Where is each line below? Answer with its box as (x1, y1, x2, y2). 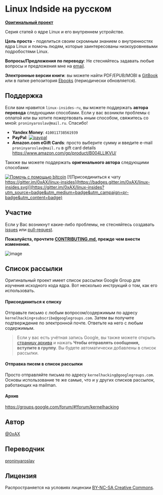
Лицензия (5, 472, 37, 480)
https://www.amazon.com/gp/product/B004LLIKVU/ (12, 150, 116, 156)
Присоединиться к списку (5, 299, 62, 304)
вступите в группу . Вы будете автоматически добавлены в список (16, 345, 156, 351)
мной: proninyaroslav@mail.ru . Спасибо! (5, 120, 88, 126)
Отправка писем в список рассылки (5, 361, 83, 367)
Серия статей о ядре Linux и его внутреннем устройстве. (5, 29, 125, 34)
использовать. (5, 287, 35, 294)
